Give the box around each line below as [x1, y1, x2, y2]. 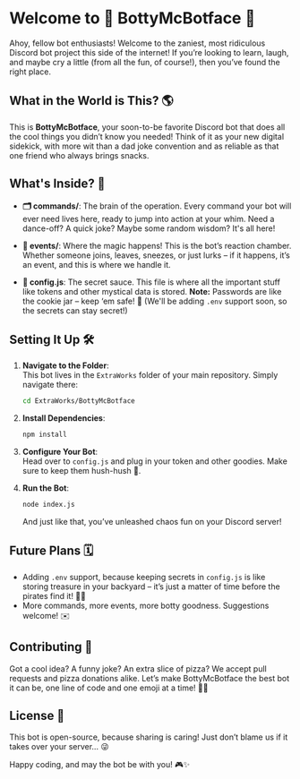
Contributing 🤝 [9, 639, 93, 655]
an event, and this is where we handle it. [21, 259, 172, 270]
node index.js [21, 501, 75, 509]
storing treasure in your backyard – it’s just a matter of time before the [21, 581, 280, 592]
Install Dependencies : [21, 413, 106, 424]
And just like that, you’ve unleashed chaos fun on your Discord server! [21, 517, 282, 526]
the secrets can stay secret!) [21, 304, 128, 316]
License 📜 [9, 708, 65, 723]
